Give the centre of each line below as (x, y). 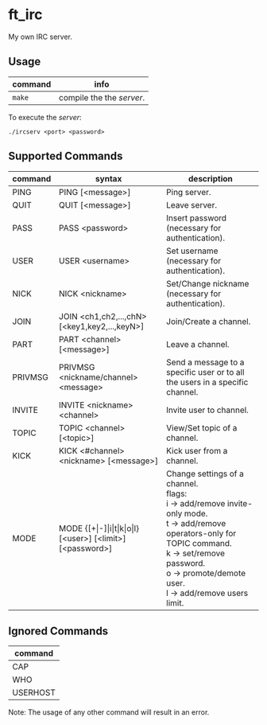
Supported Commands (66, 156)
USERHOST (34, 692)
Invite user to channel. (207, 410)
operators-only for (201, 533)
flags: (177, 493)
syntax (108, 178)
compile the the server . (102, 97)
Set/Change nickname (208, 283)
